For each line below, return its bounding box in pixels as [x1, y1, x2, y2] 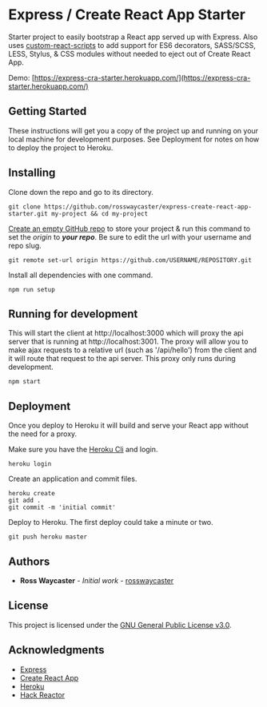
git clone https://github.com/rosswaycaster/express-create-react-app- [8, 202, 252, 211]
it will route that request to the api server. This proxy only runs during [8, 354, 236, 363]
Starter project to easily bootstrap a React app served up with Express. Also [8, 32, 258, 42]
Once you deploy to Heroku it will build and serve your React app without [8, 421, 249, 431]
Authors [8, 554, 50, 568]
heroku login [8, 460, 52, 468]
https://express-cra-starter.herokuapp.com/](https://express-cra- [34, 73, 251, 82]
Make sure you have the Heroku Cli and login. [8, 445, 158, 455]
